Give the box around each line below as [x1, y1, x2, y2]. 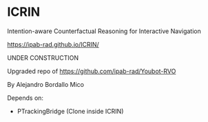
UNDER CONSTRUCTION [7, 53, 79, 62]
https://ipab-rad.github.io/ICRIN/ [7, 40, 100, 48]
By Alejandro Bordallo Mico [7, 80, 85, 88]
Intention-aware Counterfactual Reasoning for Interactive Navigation [7, 27, 201, 35]
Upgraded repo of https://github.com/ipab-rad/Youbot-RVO [7, 67, 176, 75]
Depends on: [7, 94, 43, 102]
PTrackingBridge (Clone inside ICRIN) [17, 107, 124, 115]
